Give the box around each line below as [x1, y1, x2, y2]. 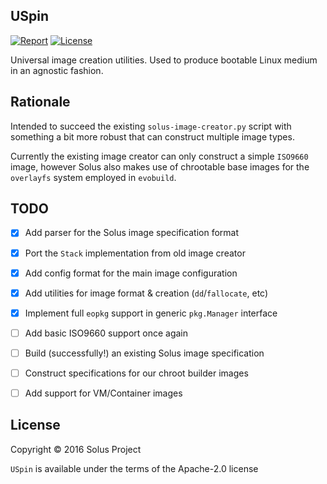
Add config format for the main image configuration [24, 267, 238, 279]
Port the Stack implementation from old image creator [24, 247, 246, 259]
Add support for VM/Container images [24, 387, 183, 399]
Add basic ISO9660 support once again [24, 327, 189, 339]
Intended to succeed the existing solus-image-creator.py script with [10, 120, 292, 132]
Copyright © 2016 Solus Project [10, 443, 142, 455]
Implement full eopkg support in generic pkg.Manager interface [24, 307, 278, 319]
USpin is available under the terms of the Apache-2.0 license [10, 462, 259, 474]
